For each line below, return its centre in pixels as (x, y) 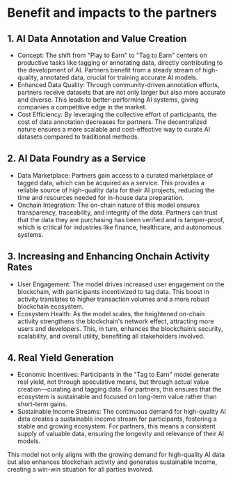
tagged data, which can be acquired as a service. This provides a (111, 183)
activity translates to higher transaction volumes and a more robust (113, 299)
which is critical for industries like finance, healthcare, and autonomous (120, 227)
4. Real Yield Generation (61, 358)
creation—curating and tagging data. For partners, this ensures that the (119, 389)
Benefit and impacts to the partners (112, 13)
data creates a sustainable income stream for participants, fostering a (117, 419)
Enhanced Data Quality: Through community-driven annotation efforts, (119, 85)
